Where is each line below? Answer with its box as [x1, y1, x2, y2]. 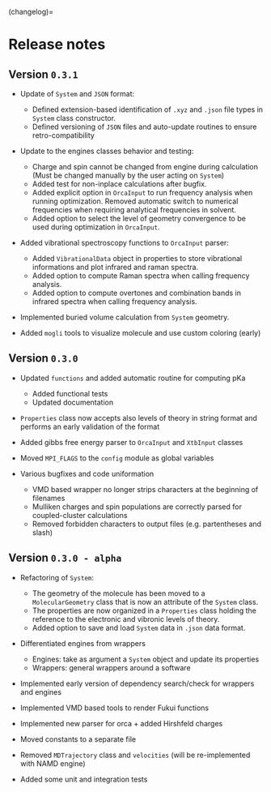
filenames [32, 493, 66, 503]
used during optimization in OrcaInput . [32, 222, 160, 232]
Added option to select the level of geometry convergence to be [32, 214, 247, 223]
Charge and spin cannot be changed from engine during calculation [32, 162, 259, 171]
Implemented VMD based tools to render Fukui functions [19, 703, 209, 713]
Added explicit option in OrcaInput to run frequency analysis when [32, 188, 253, 197]
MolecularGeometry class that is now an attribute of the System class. [32, 597, 259, 606]
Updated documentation [32, 397, 114, 407]
